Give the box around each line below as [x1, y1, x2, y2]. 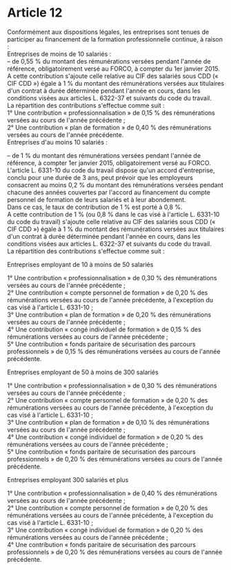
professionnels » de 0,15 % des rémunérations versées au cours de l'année [7, 347, 221, 356]
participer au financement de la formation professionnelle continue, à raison [7, 35, 223, 43]
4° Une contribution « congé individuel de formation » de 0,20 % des [7, 432, 203, 441]
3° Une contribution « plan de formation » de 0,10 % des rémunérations [7, 418, 210, 426]
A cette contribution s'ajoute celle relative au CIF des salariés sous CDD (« [7, 71, 219, 80]
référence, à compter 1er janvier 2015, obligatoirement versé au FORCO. [7, 158, 212, 167]
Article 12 [7, 5, 63, 21]
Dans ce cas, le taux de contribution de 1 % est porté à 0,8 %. [7, 203, 183, 211]
